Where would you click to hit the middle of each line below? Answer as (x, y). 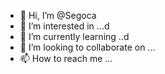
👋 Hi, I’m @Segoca (58, 15)
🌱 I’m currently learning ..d (74, 36)
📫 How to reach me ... (66, 58)
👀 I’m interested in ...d (64, 26)
